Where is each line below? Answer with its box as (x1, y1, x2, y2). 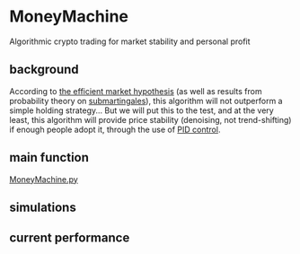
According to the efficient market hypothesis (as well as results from (9, 85, 262, 96)
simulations (9, 199, 76, 215)
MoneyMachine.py (9, 173, 78, 185)
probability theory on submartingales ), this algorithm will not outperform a (9, 95, 283, 106)
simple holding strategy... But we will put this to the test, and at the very (9, 105, 274, 116)
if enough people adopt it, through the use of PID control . (9, 124, 221, 135)
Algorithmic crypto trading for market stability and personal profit (9, 36, 251, 47)
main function (9, 150, 90, 165)
